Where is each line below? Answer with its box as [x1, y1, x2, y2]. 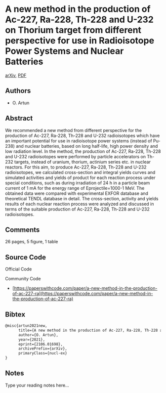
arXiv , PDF [5, 72, 27, 78]
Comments [5, 225, 40, 234]
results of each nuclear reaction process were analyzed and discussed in [5, 201, 154, 207]
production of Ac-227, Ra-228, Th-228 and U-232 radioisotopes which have [5, 132, 160, 138]
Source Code [5, 253, 46, 262]
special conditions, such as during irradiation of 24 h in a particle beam [5, 179, 150, 186]
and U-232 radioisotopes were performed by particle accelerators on [5, 153, 146, 159]
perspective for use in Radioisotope [5, 35, 155, 46]
